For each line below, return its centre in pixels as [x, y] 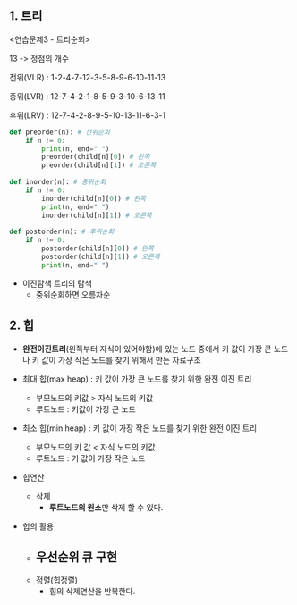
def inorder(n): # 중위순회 [58, 182]
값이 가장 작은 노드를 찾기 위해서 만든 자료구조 [121, 359]
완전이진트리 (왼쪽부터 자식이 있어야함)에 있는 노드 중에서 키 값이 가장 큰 [147, 349]
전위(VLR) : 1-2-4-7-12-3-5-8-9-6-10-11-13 [88, 77]
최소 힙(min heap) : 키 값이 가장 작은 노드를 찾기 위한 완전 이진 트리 [140, 428]
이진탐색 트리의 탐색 [57, 283]
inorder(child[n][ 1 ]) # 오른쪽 [97, 215]
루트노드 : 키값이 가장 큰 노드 [85, 408]
